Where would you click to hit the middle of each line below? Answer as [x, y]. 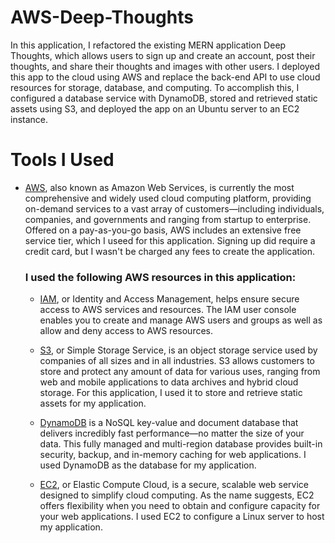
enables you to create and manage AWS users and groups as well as [181, 320]
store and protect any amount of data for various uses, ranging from [180, 372]
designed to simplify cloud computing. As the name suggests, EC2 [177, 495]
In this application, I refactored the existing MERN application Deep [148, 45]
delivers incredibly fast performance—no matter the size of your [172, 433]
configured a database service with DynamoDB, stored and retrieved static [164, 98]
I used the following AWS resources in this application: [160, 277]
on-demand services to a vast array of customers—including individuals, [174, 208]
